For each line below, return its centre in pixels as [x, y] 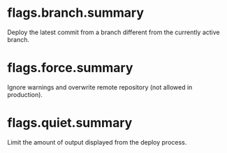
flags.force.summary [70, 68]
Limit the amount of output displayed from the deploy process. [97, 142]
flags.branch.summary [76, 13]
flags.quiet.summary [70, 123]
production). [25, 94]
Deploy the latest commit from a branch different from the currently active [113, 32]
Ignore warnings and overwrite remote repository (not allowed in [100, 87]
